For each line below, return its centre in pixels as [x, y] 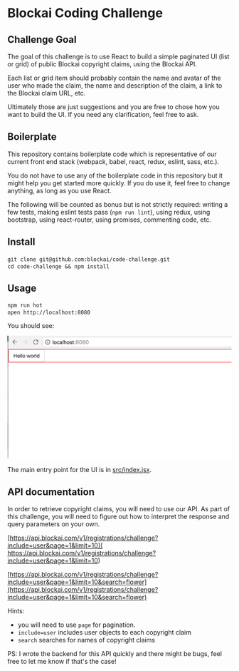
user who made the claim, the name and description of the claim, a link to [115, 86]
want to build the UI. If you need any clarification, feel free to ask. [103, 114]
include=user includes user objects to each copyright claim [105, 632]
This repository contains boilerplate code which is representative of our [112, 154]
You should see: [31, 326]
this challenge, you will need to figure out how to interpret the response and [118, 517]
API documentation [51, 492]
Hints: [16, 611]
